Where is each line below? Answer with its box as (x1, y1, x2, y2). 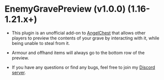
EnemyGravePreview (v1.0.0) (4, 3, 126, 15)
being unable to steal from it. (11, 40, 70, 46)
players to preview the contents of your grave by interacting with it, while (11, 35, 160, 41)
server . (11, 69, 27, 75)
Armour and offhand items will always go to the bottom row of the (11, 50, 145, 56)
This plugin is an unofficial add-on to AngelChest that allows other (11, 30, 146, 36)
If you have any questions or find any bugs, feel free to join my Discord (11, 64, 155, 70)
